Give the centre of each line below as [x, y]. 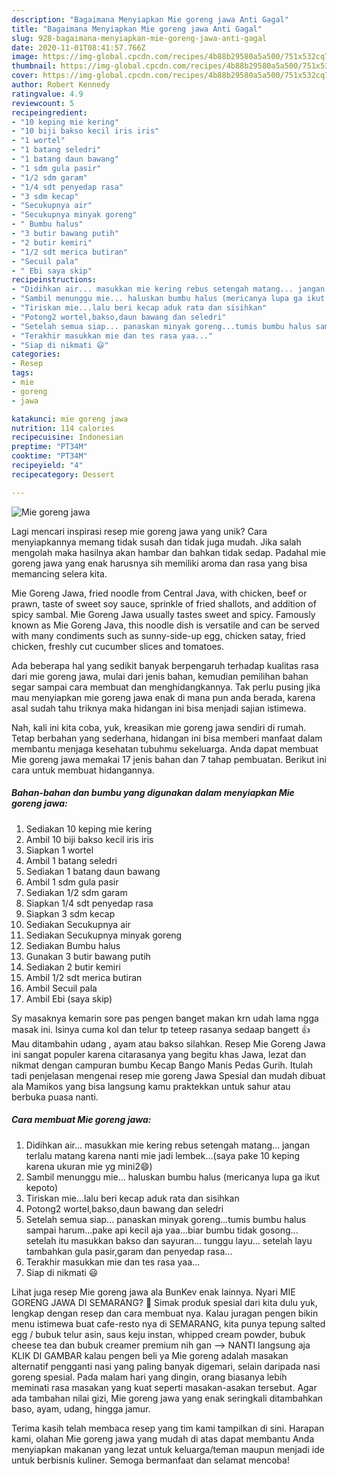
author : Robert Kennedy [61, 85]
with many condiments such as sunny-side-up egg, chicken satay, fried [158, 635]
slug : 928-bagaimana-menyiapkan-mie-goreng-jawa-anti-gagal [139, 38]
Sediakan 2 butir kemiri [73, 967]
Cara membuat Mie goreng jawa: [81, 1120]
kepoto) [42, 1187]
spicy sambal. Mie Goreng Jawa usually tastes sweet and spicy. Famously [163, 614]
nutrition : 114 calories [63, 428]
